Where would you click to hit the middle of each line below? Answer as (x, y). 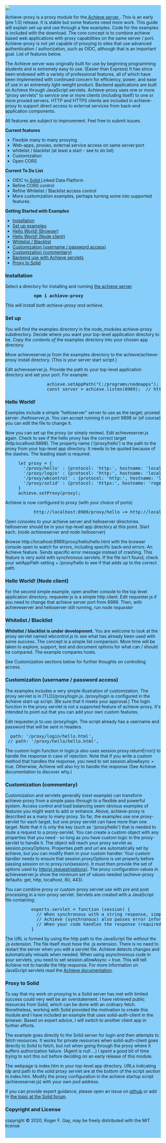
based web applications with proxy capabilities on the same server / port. (80, 38)
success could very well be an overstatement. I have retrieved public (75, 999)
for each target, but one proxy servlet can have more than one (84, 822)
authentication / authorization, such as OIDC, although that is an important (81, 49)
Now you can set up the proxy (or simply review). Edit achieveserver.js (77, 433)
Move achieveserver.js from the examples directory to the (64, 354)
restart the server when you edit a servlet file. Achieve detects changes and (82, 949)
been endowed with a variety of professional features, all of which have (78, 74)
